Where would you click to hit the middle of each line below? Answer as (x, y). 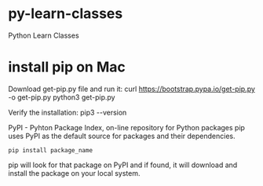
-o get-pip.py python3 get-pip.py (62, 97)
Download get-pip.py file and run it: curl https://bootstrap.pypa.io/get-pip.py (131, 89)
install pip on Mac (67, 67)
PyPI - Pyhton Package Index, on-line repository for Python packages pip (127, 127)
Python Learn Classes (44, 35)
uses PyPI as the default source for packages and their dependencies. (122, 136)
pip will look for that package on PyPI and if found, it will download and (123, 165)
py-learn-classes (66, 14)
